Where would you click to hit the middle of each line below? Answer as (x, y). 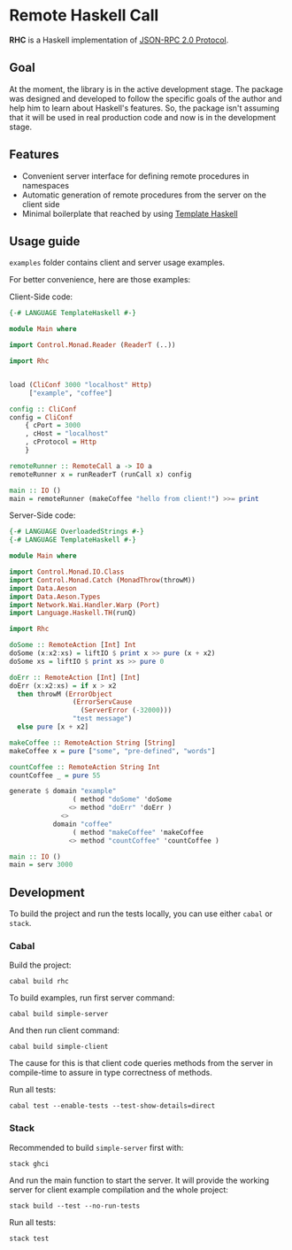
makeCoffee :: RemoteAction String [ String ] (92, 743)
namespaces (45, 185)
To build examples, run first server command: (92, 998)
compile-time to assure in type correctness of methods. (111, 1073)
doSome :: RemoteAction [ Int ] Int (73, 645)
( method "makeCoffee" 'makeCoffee (138, 832)
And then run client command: (64, 1030)
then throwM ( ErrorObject (65, 694)
